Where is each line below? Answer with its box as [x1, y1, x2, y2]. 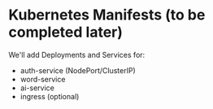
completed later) [8, 23, 124, 41]
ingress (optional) [20, 91, 80, 101]
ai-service [20, 83, 54, 93]
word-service [20, 74, 66, 84]
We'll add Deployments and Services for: [8, 50, 146, 59]
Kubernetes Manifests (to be [8, 6, 206, 24]
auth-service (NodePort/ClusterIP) [20, 65, 136, 75]
